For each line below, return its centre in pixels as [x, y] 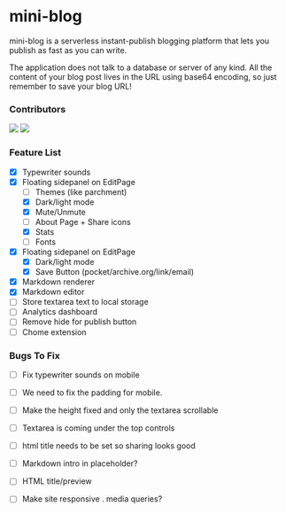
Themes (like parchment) [81, 191]
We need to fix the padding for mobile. [92, 393]
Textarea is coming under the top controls [98, 428]
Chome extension [54, 332]
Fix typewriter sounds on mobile [81, 375]
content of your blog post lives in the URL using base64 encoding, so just [143, 76]
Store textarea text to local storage [85, 302]
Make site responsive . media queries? [92, 499]
